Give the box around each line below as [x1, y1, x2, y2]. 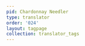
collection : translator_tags [6, 31, 80, 37]
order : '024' [6, 20, 39, 26]
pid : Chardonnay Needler [6, 8, 69, 15]
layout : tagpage [6, 25, 47, 32]
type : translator [6, 14, 50, 20]
